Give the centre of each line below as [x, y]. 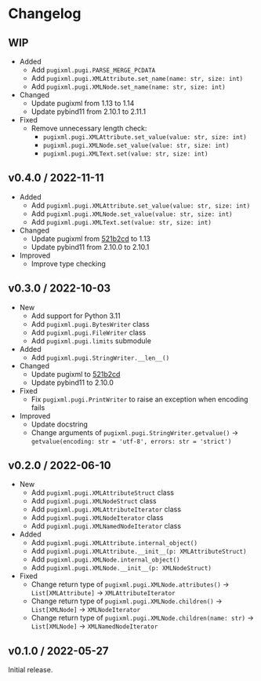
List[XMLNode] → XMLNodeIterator [86, 610]
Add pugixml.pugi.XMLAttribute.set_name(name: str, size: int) [137, 78]
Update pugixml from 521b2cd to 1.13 [91, 238]
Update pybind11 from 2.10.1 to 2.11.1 [89, 112]
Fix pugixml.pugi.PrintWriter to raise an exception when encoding [140, 399]
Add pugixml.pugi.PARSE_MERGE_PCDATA [93, 70]
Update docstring [60, 424]
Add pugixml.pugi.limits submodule [91, 340]
